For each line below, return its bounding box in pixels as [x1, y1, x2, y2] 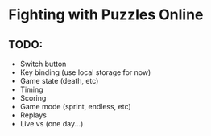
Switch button [19, 59, 67, 68]
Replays [19, 110, 47, 120]
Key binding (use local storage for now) [19, 68, 151, 77]
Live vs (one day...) [19, 119, 84, 128]
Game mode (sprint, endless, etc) [19, 102, 131, 111]
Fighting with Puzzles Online [8, 6, 204, 24]
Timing [19, 84, 43, 94]
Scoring [19, 93, 47, 102]
